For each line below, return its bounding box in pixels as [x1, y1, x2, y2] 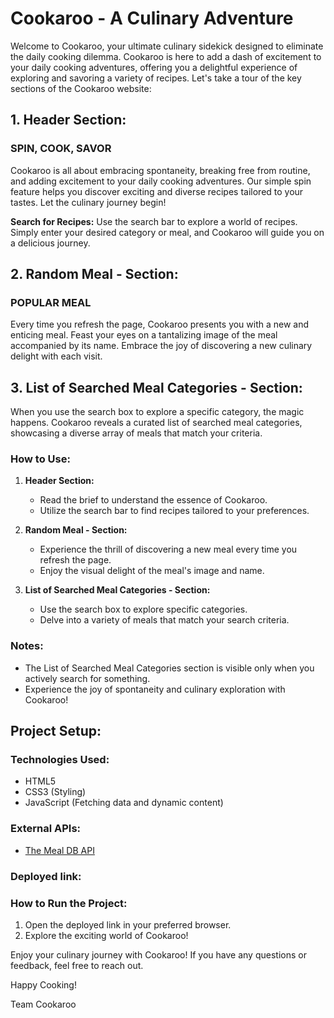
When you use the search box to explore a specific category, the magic [10, 406, 305, 418]
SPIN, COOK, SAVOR [10, 142, 112, 156]
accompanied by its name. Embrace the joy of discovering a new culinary [10, 340, 313, 352]
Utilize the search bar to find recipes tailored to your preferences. [39, 505, 310, 517]
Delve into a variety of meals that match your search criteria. [39, 614, 290, 626]
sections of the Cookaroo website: [10, 82, 152, 94]
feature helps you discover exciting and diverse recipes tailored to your [10, 185, 304, 197]
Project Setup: [10, 723, 102, 740]
